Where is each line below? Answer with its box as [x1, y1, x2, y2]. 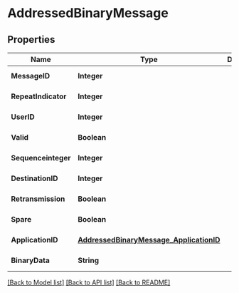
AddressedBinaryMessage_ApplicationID [78, 235, 221, 245]
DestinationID [11, 173, 58, 183]
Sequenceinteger [11, 153, 71, 163]
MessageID [11, 71, 51, 81]
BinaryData [11, 255, 50, 265]
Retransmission [11, 194, 65, 204]
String [78, 255, 100, 265]
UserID [11, 112, 36, 122]
